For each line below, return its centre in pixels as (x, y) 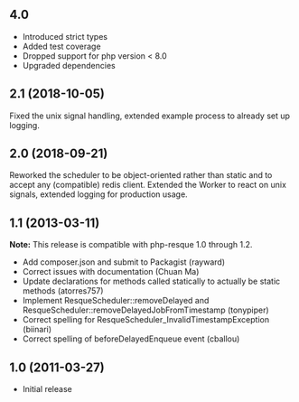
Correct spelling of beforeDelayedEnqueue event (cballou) (131, 339)
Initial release (47, 389)
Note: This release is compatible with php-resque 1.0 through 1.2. (131, 245)
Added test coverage (61, 46)
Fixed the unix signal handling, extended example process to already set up (150, 116)
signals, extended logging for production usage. (98, 194)
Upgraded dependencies (69, 65)
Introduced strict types (65, 36)
